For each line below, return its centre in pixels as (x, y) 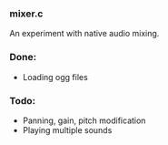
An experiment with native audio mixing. (84, 34)
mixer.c (26, 14)
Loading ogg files (55, 77)
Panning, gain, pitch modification (84, 120)
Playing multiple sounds (67, 129)
